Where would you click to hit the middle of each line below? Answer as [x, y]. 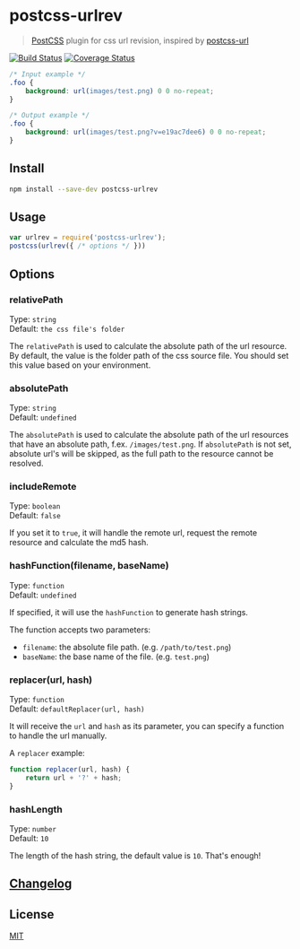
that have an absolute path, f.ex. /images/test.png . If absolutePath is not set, [150, 444]
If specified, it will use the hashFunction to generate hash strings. [129, 612]
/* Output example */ [50, 116]
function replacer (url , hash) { [69, 770]
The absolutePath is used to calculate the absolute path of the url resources [149, 435]
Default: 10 [29, 838]
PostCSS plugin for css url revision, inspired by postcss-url [140, 40]
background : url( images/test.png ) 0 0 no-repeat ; [120, 91]
